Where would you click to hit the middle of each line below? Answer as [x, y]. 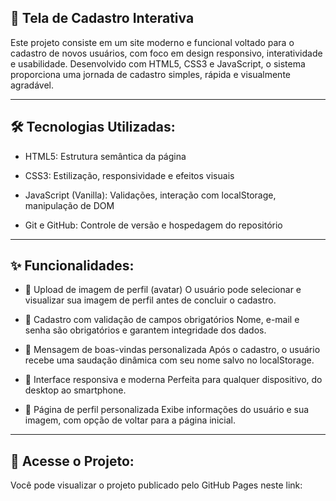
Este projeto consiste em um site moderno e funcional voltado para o [152, 42]
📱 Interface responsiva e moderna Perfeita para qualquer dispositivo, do [173, 380]
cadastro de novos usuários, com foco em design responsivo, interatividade [166, 53]
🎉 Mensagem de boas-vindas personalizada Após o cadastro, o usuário [172, 350]
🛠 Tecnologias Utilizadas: [93, 127]
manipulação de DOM [69, 205]
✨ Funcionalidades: [72, 266]
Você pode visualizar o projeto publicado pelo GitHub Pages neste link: [156, 485]
